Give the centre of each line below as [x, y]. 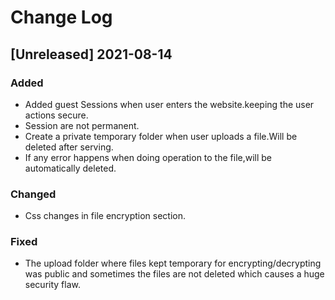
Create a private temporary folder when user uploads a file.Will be [161, 136]
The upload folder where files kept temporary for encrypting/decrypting [173, 263]
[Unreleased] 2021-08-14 [91, 54]
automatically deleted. [70, 168]
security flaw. [52, 285]
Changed [33, 194]
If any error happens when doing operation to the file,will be [148, 157]
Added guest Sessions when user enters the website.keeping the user [169, 104]
